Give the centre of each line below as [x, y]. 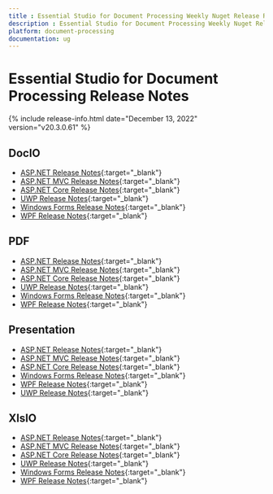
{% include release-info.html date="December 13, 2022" [103, 119]
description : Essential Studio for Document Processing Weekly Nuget [130, 24]
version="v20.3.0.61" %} [50, 128]
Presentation [42, 330]
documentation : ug [39, 39]
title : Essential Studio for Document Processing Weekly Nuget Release [134, 16]
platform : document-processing [61, 31]
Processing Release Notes [99, 96]
